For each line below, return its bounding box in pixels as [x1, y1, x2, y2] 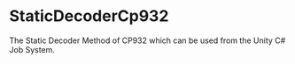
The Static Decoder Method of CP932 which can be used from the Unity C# [9, 35, 286, 46]
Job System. [9, 44, 56, 54]
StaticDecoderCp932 [9, 6, 169, 26]
